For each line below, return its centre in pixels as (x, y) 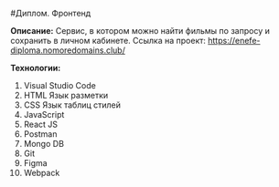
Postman (40, 134)
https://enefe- (234, 41)
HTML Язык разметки (66, 95)
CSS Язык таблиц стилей (72, 105)
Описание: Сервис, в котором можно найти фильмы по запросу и (140, 31)
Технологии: (36, 68)
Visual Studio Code (60, 85)
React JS (41, 124)
